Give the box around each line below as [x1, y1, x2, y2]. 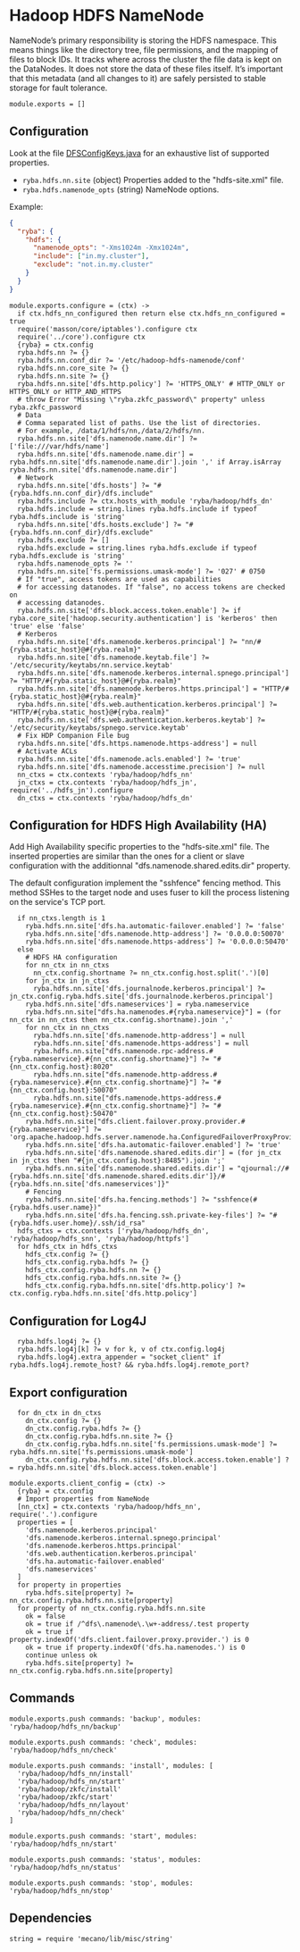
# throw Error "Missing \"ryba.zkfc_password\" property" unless [17, 395, 266, 404]
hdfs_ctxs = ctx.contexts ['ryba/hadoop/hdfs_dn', [17, 1227, 210, 1236]
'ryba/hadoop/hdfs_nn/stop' [9, 1886, 114, 1895]
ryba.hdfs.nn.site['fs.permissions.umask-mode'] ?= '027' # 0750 [17, 566, 266, 576]
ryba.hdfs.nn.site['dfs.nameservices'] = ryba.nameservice [25, 1000, 250, 1010]
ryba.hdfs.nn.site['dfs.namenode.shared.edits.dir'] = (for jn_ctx [25, 1149, 281, 1158]
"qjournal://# [237, 1164, 290, 1173]
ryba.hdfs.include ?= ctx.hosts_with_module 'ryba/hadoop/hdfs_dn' [17, 497, 274, 506]
